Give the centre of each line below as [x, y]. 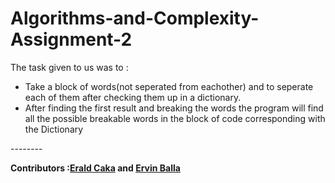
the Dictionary [54, 129]
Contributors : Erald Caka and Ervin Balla [95, 168]
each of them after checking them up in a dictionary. [133, 97]
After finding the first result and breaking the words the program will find [174, 108]
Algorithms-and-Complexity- [135, 18]
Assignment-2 [71, 39]
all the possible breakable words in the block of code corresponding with [175, 118]
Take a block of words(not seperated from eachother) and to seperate [169, 86]
